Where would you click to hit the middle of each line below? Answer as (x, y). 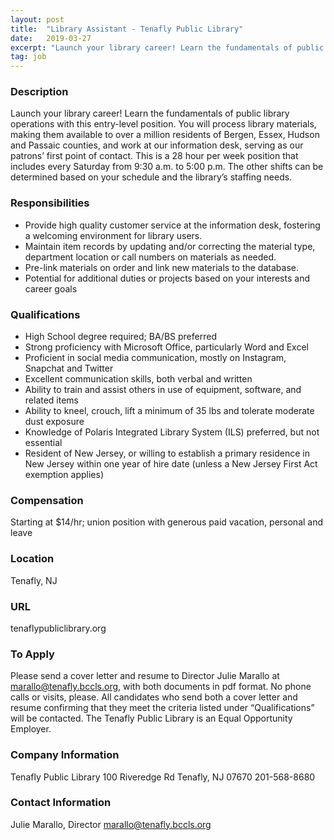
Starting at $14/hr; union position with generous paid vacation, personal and (167, 522)
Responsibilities (50, 203)
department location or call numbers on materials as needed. (150, 257)
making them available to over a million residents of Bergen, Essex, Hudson (165, 135)
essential (43, 443)
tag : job (28, 57)
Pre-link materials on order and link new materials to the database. (161, 267)
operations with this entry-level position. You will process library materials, (163, 124)
